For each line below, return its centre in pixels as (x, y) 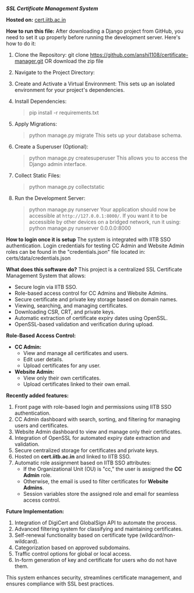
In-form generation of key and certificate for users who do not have (96, 560)
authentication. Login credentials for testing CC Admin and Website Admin (95, 246)
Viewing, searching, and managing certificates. (71, 306)
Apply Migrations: (36, 124)
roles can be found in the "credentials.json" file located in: (76, 252)
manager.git (29, 61)
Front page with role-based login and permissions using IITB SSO (93, 407)
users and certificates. (41, 425)
